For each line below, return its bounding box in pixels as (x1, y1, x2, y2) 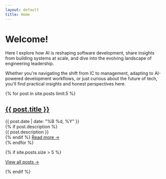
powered (5, 75, 23, 81)
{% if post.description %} (5, 123, 57, 130)
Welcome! (5, 33, 48, 45)
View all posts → (5, 159, 39, 165)
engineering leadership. (5, 60, 54, 66)
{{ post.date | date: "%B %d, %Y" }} (5, 118, 79, 124)
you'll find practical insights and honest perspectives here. (5, 81, 126, 87)
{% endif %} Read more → (5, 134, 60, 140)
